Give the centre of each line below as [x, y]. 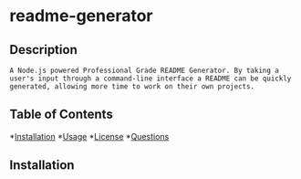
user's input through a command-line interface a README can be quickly [150, 79]
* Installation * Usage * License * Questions [89, 136]
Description [43, 50]
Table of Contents [62, 115]
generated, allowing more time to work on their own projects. [132, 87]
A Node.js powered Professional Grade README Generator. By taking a [145, 70]
